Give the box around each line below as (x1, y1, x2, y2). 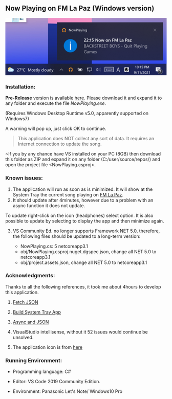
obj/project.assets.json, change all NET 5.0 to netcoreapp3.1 (20, 259, 147, 265)
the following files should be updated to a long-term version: (12, 233, 141, 239)
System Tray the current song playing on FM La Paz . (12, 191, 124, 197)
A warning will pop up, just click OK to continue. (5, 125, 106, 132)
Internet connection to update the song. (17, 141, 102, 147)
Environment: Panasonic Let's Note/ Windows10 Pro (12, 388, 123, 394)
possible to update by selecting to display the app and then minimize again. (5, 217, 164, 224)
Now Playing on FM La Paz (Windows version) (5, 4, 155, 13)
